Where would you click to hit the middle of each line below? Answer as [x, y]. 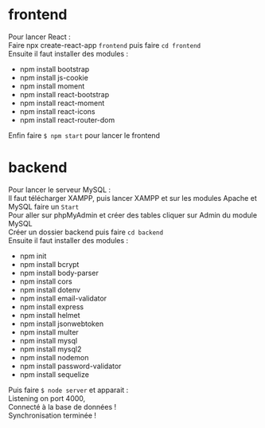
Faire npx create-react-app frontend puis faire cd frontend [105, 45]
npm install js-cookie [54, 77]
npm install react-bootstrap [64, 94]
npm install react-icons [57, 111]
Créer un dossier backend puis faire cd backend [86, 232]
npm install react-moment [62, 103]
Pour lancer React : [40, 37]
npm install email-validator [63, 298]
